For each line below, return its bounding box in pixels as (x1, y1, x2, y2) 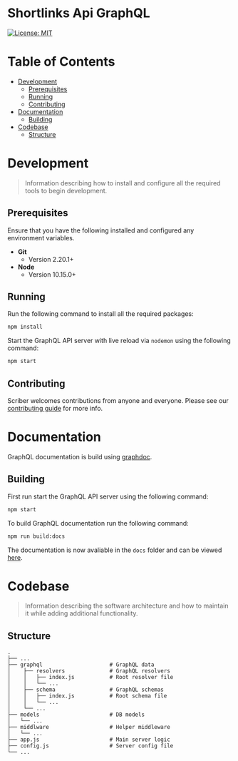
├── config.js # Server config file (7, 742, 174, 750)
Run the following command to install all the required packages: (7, 310, 194, 318)
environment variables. (7, 233, 75, 242)
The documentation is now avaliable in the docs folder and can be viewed (7, 546, 222, 554)
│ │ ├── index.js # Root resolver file (7, 674, 174, 681)
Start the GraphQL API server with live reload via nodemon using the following (7, 337, 232, 345)
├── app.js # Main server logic (7, 736, 171, 743)
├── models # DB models (7, 711, 145, 718)
